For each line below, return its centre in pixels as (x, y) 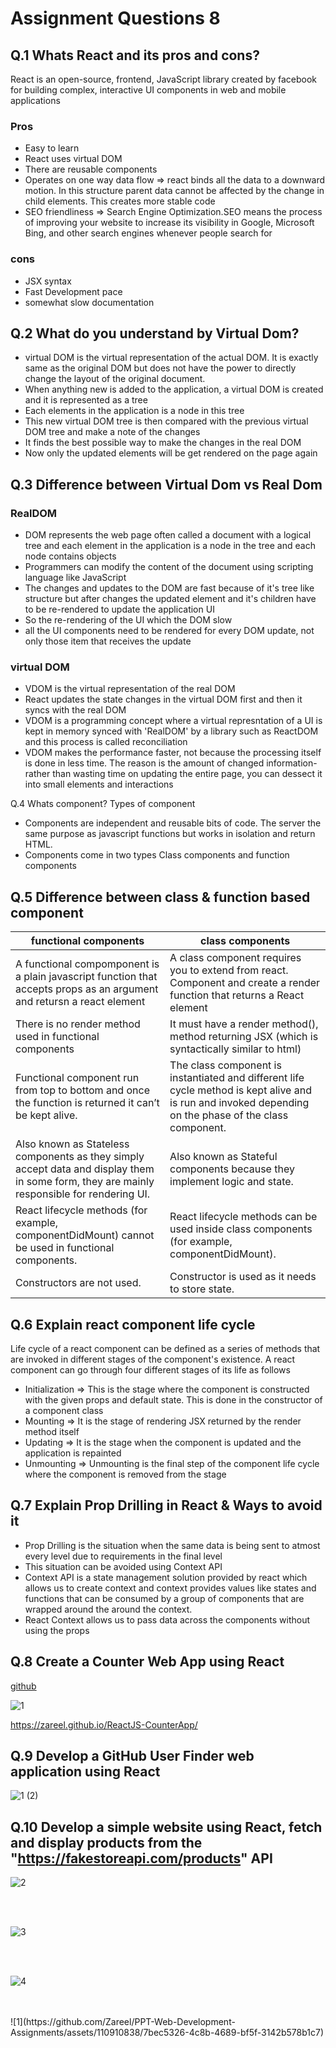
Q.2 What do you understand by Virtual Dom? (155, 333)
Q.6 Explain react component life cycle (133, 1324)
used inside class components (241, 1229)
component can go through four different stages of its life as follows (150, 1370)
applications (35, 100)
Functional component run (77, 1078)
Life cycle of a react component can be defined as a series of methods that (165, 1349)
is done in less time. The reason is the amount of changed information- (171, 763)
